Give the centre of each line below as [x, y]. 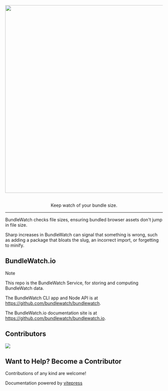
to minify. [15, 245]
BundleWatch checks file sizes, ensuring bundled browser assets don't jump [84, 220]
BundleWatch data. [24, 288]
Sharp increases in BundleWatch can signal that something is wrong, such [81, 235]
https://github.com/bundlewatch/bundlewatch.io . [55, 318]
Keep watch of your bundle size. [84, 205]
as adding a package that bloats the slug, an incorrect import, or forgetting [82, 240]
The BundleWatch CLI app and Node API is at [52, 298]
